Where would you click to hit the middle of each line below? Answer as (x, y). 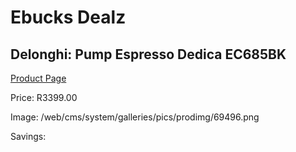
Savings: (28, 136)
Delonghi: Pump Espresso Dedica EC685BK (148, 54)
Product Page (38, 78)
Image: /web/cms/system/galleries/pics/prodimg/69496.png (135, 117)
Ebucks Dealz (68, 17)
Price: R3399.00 (44, 97)
